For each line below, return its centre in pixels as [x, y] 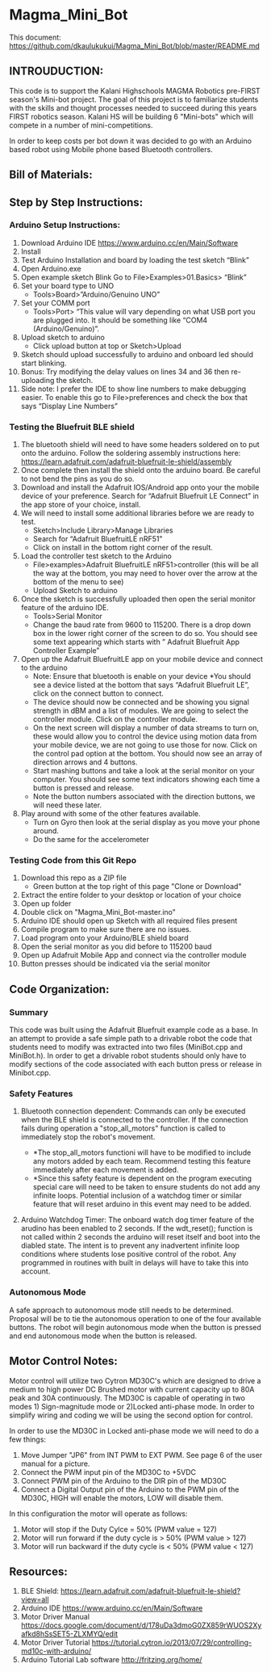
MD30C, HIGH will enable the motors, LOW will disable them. [122, 1497]
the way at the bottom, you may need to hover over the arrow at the [145, 573]
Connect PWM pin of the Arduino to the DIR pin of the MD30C [123, 1480]
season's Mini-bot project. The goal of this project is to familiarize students [134, 99]
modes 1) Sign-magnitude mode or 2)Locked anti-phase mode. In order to [132, 1406]
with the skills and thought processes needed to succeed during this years [133, 107]
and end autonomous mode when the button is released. [103, 1336]
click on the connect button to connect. [98, 693]
